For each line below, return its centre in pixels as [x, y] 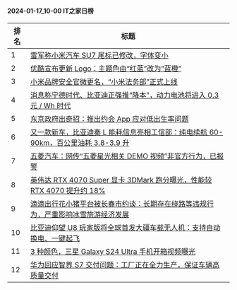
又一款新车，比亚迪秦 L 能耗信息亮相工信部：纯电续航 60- [127, 132]
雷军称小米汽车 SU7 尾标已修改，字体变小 [99, 55]
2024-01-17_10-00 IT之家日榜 [50, 11]
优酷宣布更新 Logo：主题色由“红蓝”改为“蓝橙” [106, 69]
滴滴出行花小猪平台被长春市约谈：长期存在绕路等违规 [118, 204]
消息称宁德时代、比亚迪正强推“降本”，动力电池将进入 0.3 [124, 95]
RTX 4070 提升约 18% [68, 191]
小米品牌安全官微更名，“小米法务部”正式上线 [104, 82]
